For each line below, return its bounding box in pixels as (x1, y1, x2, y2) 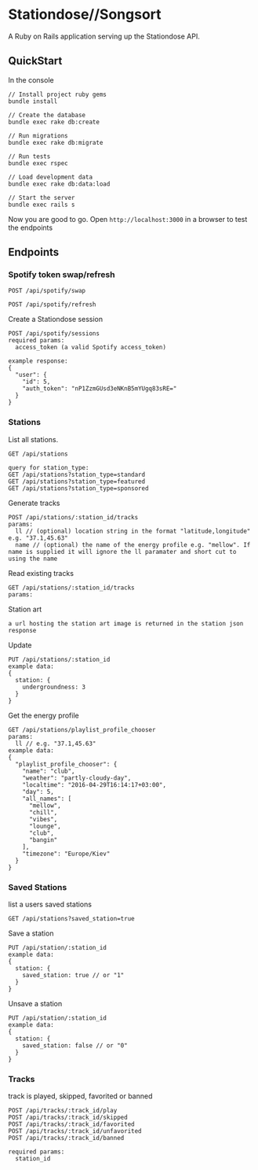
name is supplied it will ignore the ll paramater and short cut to (8, 548, 237, 555)
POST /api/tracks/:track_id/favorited (8, 1120, 135, 1128)
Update (8, 640, 33, 650)
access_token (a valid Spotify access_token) (15, 344, 167, 352)
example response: (8, 357, 68, 365)
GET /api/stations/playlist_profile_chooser (8, 725, 156, 733)
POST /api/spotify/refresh (8, 301, 96, 308)
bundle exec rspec (8, 159, 68, 167)
